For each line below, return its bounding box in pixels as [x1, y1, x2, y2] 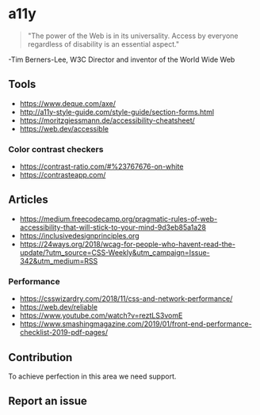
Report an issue [8, 394, 87, 408]
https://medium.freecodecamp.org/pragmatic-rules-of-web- [19, 214, 218, 223]
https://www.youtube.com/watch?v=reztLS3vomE [19, 310, 183, 321]
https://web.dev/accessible [19, 124, 109, 133]
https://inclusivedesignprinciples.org [19, 230, 140, 240]
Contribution [8, 350, 73, 364]
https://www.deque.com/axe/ [19, 98, 117, 108]
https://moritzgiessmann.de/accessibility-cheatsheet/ [19, 116, 196, 125]
